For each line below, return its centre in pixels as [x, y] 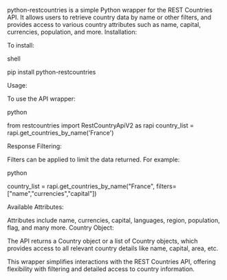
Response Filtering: [34, 146]
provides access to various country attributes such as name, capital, [104, 24]
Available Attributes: [35, 207]
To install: [21, 45]
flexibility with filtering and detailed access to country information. [101, 269]
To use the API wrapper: [41, 99]
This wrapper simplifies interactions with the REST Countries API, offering [111, 262]
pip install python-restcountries [52, 72]
